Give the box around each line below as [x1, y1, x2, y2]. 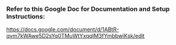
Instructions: [6, 12, 46, 20]
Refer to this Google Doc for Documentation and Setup [6, 5, 170, 13]
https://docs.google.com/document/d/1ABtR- [6, 26, 120, 33]
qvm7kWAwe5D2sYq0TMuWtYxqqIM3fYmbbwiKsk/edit [6, 32, 145, 40]
